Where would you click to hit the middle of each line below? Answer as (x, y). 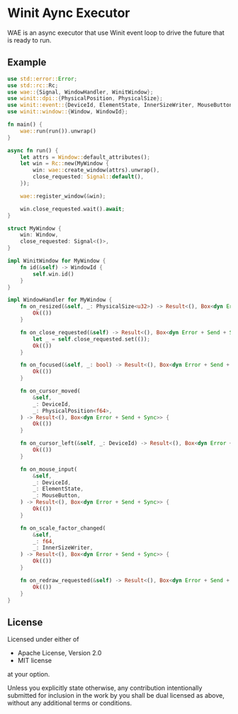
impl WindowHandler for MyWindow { (60, 300)
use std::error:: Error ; (42, 79)
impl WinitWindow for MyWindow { (57, 261)
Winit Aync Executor (69, 13)
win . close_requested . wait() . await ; (73, 209)
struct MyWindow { (34, 228)
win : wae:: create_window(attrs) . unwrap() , (96, 170)
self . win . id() (53, 274)
